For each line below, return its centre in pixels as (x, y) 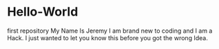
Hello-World (43, 12)
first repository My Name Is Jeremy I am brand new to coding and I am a (110, 31)
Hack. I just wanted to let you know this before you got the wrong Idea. (107, 37)
